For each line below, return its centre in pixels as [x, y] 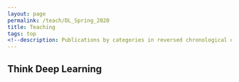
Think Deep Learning [54, 69]
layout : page [27, 14]
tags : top [22, 34]
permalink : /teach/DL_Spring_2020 [59, 20]
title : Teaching [31, 27]
